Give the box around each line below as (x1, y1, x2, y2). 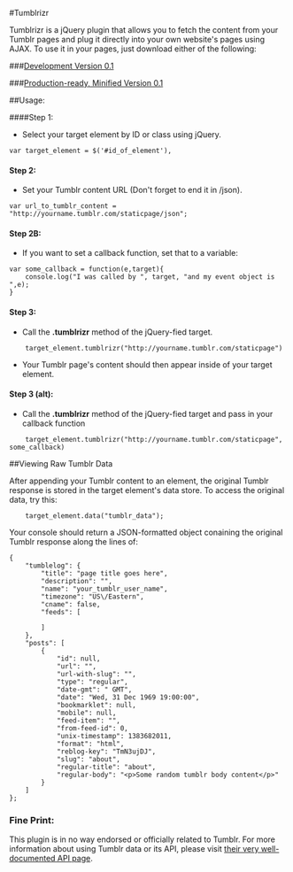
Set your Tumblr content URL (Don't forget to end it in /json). (21, 185, 243, 196)
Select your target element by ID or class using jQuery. (21, 129, 221, 140)
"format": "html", (56, 739, 125, 748)
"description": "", (41, 576, 113, 585)
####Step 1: (9, 112, 54, 122)
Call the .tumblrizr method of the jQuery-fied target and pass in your (21, 408, 274, 419)
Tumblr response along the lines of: (9, 536, 139, 547)
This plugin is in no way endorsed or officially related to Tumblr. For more (9, 834, 276, 845)
